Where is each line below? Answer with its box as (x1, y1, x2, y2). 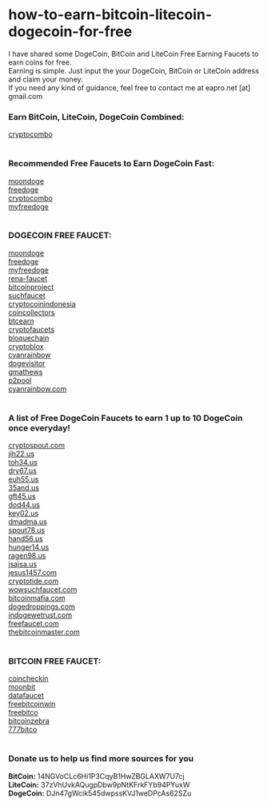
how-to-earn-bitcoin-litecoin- (8, 6, 213, 24)
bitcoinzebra (8, 717, 50, 726)
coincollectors (8, 308, 55, 317)
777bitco (8, 725, 38, 734)
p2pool (8, 375, 32, 385)
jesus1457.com (8, 568, 58, 578)
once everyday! (8, 422, 70, 433)
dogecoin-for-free (8, 22, 133, 41)
